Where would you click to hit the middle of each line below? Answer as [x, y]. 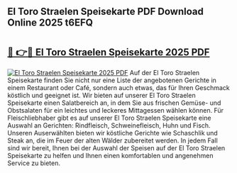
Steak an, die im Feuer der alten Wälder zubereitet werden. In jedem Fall [112, 140]
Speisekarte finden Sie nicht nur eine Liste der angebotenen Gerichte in [112, 80]
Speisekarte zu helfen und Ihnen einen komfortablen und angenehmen [110, 156]
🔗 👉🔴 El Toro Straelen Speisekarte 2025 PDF [109, 52]
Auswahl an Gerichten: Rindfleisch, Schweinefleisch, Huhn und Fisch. [109, 125]
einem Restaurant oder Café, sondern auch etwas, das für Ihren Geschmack [119, 88]
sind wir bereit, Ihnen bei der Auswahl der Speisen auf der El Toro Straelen [116, 148]
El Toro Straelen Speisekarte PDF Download [105, 12]
